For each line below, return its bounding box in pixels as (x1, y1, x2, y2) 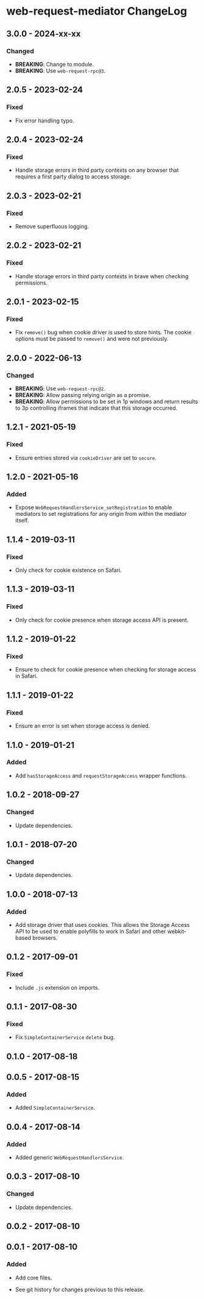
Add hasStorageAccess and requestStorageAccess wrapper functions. (15, 772, 187, 779)
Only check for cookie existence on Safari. (15, 566, 122, 574)
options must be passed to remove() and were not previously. (15, 335, 169, 342)
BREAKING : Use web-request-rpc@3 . (15, 67, 106, 74)
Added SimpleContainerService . (15, 1104, 96, 1111)
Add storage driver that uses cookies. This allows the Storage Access (15, 921, 190, 928)
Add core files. (15, 1274, 52, 1281)
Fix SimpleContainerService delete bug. (15, 1033, 115, 1041)
